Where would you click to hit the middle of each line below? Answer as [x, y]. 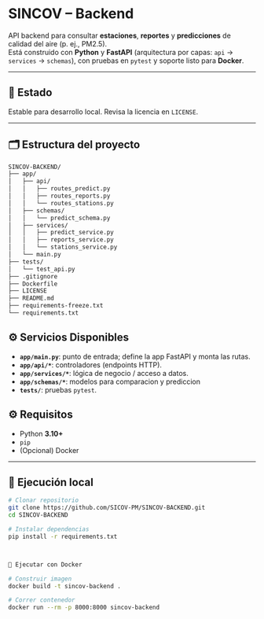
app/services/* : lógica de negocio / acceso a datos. [104, 373]
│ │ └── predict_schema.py [59, 218]
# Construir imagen [40, 579]
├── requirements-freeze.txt [56, 306]
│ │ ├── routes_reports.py [59, 196]
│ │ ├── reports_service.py [61, 240]
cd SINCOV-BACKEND [38, 515]
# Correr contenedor [42, 600]
